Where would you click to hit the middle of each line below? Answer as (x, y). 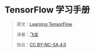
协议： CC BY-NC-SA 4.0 (41, 44)
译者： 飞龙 (27, 34)
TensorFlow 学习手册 (47, 10)
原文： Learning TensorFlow (44, 24)
